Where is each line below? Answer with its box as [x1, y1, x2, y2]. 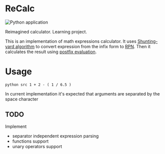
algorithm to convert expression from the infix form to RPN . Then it [15, 43, 151, 49]
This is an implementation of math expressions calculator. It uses [5, 38, 137, 44]
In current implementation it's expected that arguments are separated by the [5, 91, 160, 96]
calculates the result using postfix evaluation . [5, 49, 97, 55]
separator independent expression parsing [12, 133, 99, 139]
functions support [12, 138, 49, 144]
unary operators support [12, 143, 63, 149]
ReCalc [5, 3, 35, 14]
